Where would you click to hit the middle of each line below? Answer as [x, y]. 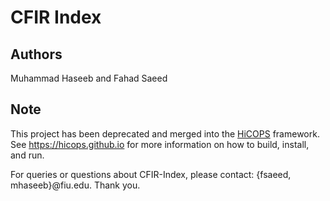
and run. [27, 155]
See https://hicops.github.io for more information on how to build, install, [160, 144]
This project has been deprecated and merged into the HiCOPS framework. [165, 133]
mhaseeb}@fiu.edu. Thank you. [75, 185]
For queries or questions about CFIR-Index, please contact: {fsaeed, [151, 174]
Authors [36, 54]
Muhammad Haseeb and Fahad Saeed [89, 78]
